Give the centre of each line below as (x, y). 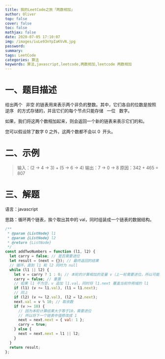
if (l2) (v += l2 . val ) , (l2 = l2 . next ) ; (56, 297)
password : (15, 46)
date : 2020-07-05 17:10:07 (33, 37)
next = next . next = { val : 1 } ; (51, 320)
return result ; (25, 347)
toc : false (16, 28)
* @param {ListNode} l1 (31, 233)
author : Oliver (21, 14)
